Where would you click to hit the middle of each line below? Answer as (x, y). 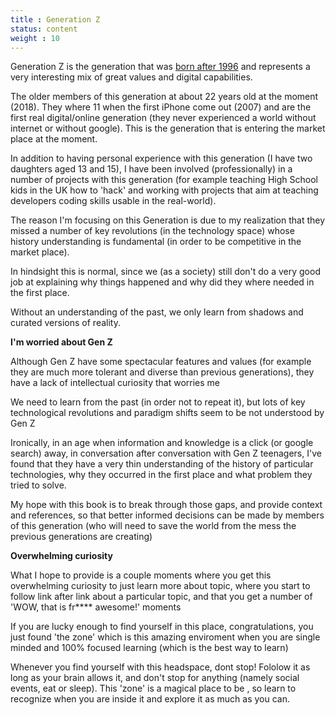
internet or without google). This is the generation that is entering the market (168, 128)
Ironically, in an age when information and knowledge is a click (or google (162, 443)
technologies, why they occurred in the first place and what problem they (161, 475)
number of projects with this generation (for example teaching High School (164, 180)
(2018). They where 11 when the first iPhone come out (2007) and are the (161, 107)
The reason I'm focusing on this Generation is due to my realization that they (168, 220)
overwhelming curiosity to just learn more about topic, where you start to (160, 586)
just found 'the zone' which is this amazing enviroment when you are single (165, 637)
